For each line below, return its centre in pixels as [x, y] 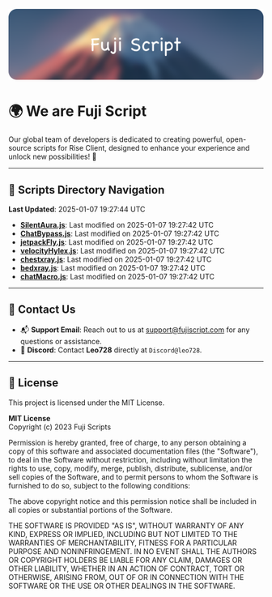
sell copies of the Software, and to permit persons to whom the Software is [134, 477]
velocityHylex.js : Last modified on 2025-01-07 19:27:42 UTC [122, 251]
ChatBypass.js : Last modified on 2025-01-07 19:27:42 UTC [120, 234]
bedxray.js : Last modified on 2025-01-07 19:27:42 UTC [113, 268]
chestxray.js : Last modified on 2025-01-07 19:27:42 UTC [116, 259]
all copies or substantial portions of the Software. [90, 510]
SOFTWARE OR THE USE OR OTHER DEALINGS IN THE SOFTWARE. [122, 586]
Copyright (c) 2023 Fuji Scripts [60, 427]
